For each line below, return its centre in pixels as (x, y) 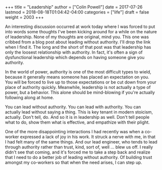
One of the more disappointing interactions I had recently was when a (74, 132)
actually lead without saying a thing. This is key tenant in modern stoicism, (79, 112)
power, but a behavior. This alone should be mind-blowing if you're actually (80, 92)
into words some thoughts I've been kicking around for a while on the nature (81, 32)
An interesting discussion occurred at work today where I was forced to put (80, 27)
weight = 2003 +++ (24, 17)
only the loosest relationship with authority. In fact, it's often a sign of (74, 52)
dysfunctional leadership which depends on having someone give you (75, 57)
